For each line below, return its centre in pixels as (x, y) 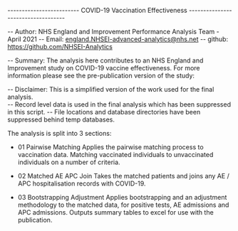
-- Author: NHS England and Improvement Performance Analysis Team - (113, 32)
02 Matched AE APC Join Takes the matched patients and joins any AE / (123, 176)
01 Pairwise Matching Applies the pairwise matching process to (111, 147)
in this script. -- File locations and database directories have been (104, 112)
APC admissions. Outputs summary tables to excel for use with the (115, 212)
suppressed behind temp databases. (61, 119)
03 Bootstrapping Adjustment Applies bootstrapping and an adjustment (122, 197)
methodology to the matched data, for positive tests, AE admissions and (123, 205)
